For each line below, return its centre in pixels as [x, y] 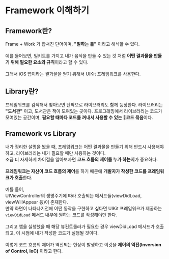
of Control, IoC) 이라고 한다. [34, 251]
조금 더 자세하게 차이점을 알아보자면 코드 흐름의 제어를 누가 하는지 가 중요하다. [81, 159]
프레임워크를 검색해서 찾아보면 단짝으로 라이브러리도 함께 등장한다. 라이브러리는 [84, 104]
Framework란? [29, 31]
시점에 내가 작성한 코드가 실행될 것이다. [60, 233]
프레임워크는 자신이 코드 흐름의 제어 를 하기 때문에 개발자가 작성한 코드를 [76, 171]
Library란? [22, 91]
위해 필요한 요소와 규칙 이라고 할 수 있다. [49, 62]
